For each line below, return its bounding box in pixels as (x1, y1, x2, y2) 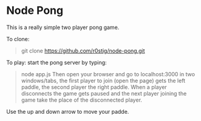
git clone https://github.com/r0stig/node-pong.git (21, 47, 145, 54)
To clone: (6, 35, 30, 42)
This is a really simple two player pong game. (6, 24, 120, 31)
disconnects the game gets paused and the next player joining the (21, 90, 187, 97)
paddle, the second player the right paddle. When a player (21, 83, 167, 91)
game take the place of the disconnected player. (21, 96, 143, 103)
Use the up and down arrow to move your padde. (6, 108, 129, 115)
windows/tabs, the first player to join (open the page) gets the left (21, 77, 186, 84)
